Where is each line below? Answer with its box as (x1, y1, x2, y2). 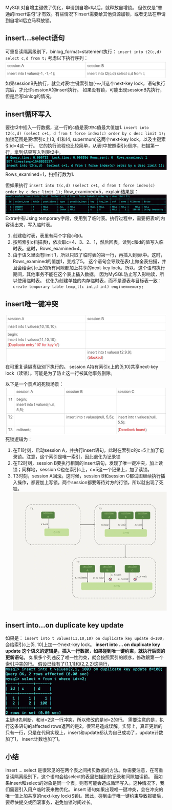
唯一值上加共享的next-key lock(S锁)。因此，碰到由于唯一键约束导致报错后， (5, 793, 166, 799)
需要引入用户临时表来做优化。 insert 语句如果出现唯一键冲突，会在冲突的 (9, 786, 164, 793)
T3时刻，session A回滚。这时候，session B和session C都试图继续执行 (12, 473, 161, 479)
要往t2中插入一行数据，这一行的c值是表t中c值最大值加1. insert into (5, 124, 149, 130)
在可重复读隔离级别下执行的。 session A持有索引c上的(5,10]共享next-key (5, 363, 159, 370)
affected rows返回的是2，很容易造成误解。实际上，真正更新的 (32, 723, 163, 729)
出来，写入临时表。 (14, 222, 55, 228)
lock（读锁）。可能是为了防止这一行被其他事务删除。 (5, 370, 115, 376)
